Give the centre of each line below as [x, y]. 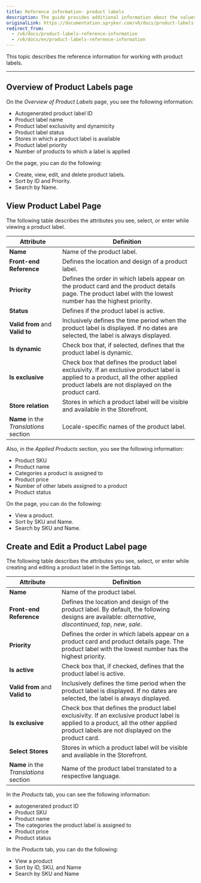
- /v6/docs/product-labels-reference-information [74, 34]
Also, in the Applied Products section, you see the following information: [95, 448]
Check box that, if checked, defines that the [123, 666]
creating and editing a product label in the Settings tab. [74, 567]
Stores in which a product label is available [68, 139]
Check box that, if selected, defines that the [123, 345]
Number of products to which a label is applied [72, 151]
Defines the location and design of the [115, 602]
